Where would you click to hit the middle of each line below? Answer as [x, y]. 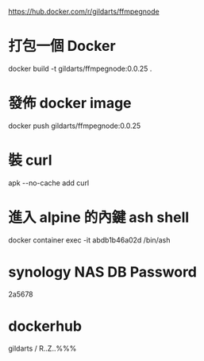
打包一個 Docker [62, 46]
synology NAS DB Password [102, 272]
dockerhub [45, 326]
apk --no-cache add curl [49, 183]
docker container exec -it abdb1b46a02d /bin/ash [89, 240]
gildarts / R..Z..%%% [42, 348]
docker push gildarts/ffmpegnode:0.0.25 [75, 126]
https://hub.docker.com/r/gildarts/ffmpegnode [84, 12]
